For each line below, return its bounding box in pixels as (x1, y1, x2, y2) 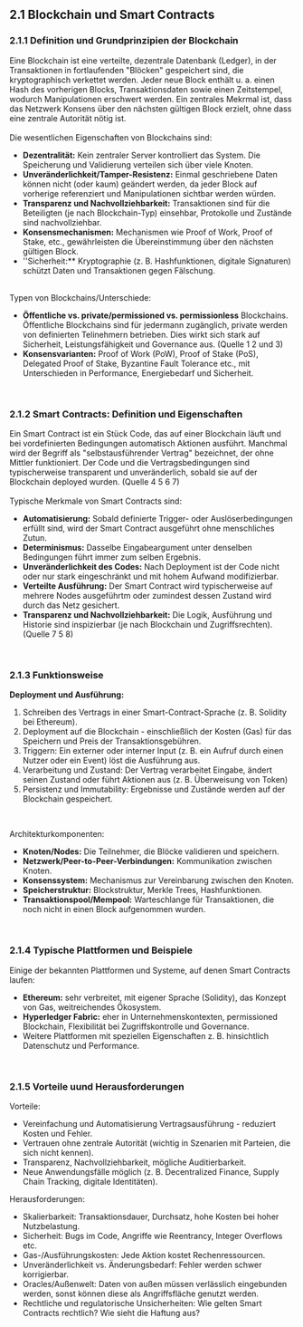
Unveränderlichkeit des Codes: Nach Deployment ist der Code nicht (22, 561, 280, 572)
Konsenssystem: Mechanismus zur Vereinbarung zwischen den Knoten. (22, 875, 294, 886)
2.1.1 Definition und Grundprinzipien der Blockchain (9, 34, 239, 47)
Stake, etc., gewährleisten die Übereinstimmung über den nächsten (22, 236, 274, 247)
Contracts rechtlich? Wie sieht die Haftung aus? (22, 1307, 201, 1318)
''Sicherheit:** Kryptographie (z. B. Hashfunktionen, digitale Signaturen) (22, 255, 291, 266)
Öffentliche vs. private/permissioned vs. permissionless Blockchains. (22, 310, 289, 321)
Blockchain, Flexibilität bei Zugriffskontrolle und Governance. (22, 1021, 251, 1032)
